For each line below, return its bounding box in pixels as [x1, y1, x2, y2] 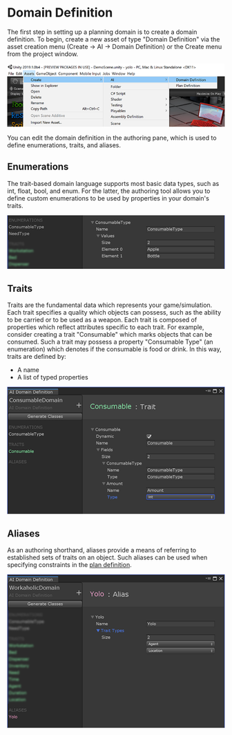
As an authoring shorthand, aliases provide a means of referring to [7, 546, 197, 555]
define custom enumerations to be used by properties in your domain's [7, 194, 209, 202]
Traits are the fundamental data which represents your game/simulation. [7, 301, 213, 309]
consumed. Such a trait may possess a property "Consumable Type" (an [7, 337, 213, 346]
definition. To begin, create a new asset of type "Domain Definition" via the [7, 35, 220, 43]
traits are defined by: [7, 353, 67, 361]
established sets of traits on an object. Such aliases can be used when [7, 553, 208, 561]
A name [17, 366, 39, 374]
